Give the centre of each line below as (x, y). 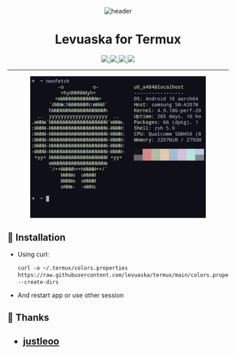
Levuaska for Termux (118, 40)
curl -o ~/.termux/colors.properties (73, 268)
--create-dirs (38, 282)
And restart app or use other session (71, 296)
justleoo (41, 342)
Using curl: (33, 254)
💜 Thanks (28, 317)
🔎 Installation (37, 238)
